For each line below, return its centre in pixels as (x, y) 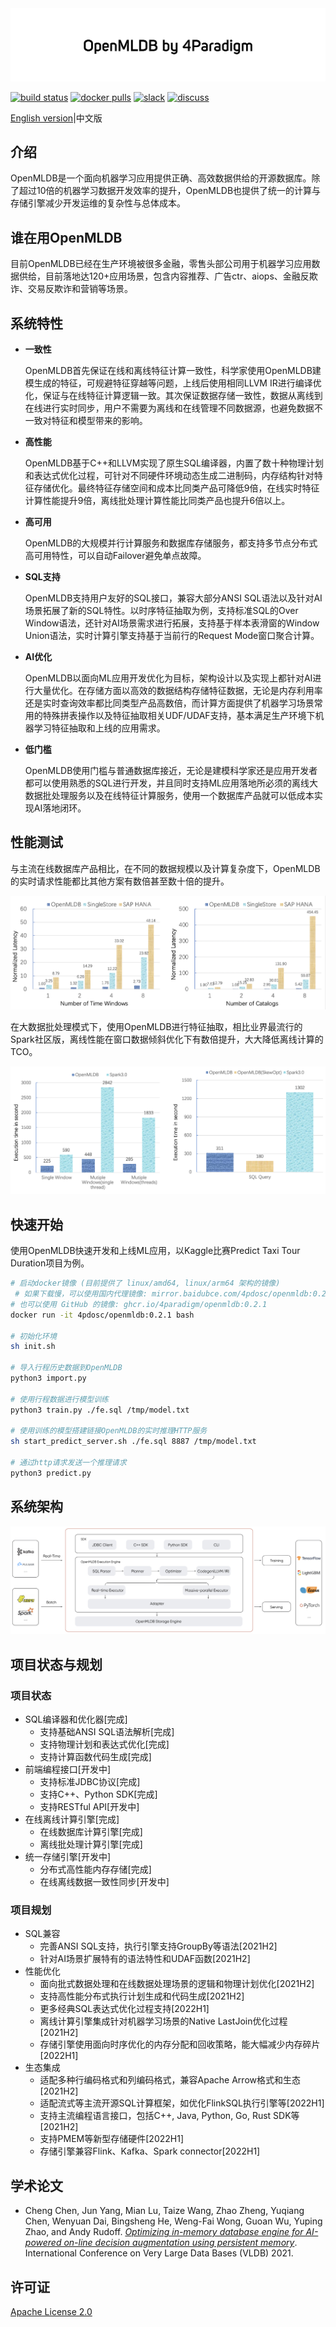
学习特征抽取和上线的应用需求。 (99, 728)
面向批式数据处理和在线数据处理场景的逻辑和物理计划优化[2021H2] (177, 1984)
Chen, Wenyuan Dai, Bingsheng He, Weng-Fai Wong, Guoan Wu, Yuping (173, 2221)
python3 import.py (48, 1378)
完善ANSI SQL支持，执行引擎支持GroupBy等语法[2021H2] (158, 1946)
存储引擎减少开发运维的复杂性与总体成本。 (98, 203)
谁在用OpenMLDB (66, 237)
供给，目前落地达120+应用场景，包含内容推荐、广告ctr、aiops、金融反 (164, 276)
